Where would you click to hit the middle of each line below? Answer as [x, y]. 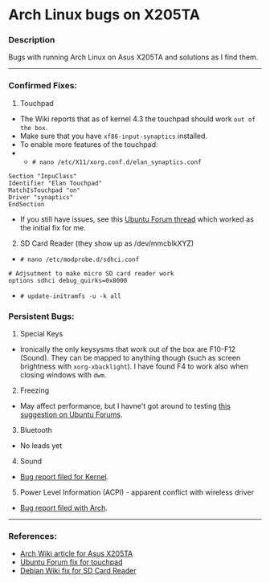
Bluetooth [36, 430]
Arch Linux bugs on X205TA [104, 15]
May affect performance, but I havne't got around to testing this [125, 406]
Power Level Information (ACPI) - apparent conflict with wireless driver [137, 492]
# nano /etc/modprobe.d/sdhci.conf [80, 259]
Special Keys [41, 334]
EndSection [27, 204]
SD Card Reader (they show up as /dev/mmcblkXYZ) [107, 243]
